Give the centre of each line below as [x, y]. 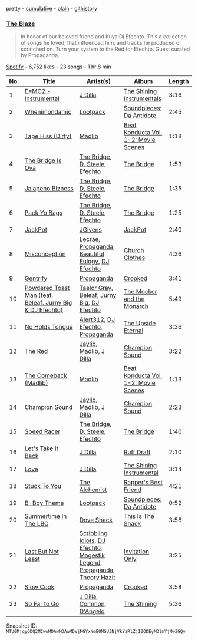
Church [134, 250]
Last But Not [42, 552]
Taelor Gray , [96, 288]
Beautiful [92, 254]
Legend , [90, 563]
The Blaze [21, 24]
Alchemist [93, 490]
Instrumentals [143, 98]
